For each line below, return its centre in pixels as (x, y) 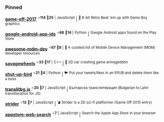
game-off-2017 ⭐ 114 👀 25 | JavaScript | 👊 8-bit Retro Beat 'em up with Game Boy (76, 19)
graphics (12, 23)
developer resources (23, 53)
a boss (11, 79)
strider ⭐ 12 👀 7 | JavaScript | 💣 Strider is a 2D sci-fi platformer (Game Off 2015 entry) (79, 103)
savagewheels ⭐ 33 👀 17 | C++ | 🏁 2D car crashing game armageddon (67, 63)
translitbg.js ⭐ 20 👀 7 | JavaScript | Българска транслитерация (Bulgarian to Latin (77, 88)
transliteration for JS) (23, 94)
